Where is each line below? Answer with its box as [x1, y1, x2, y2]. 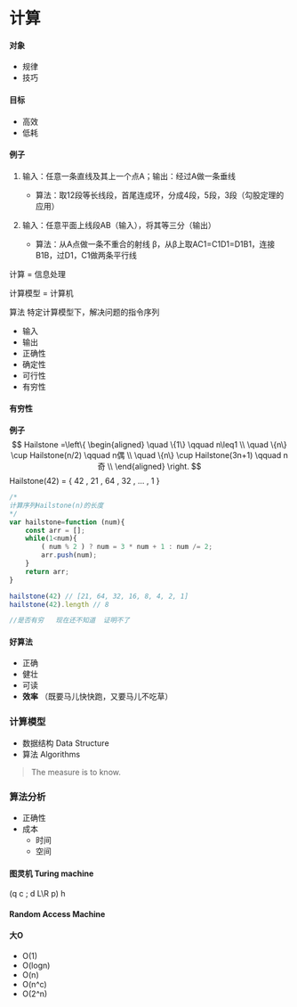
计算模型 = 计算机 [9, 287, 74, 299]
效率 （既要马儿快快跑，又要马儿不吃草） [21, 692, 173, 702]
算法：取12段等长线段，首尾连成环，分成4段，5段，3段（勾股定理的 [35, 189, 285, 201]
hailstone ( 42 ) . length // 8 [9, 600, 109, 609]
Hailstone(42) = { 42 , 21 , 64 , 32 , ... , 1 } [9, 476, 160, 486]
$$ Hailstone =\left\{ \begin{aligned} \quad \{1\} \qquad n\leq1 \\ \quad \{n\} [12, 439, 287, 450]
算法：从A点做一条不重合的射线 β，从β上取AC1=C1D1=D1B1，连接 [35, 238, 276, 250]
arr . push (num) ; [41, 551, 98, 560]
